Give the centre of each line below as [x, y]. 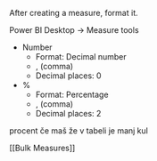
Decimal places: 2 [68, 113]
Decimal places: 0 [68, 76]
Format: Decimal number [81, 56]
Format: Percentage [72, 94]
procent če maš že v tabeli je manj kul [79, 131]
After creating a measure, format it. [74, 13]
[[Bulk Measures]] [42, 148]
